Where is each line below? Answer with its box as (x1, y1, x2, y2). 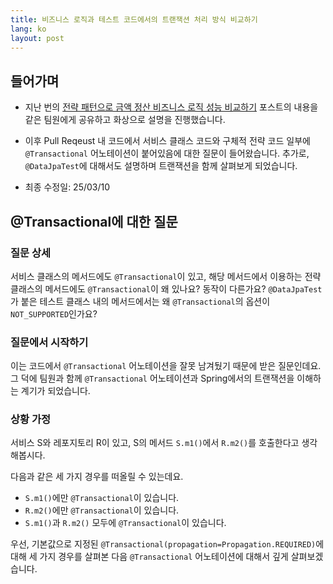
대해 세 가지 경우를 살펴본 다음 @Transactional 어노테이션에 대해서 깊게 (10, 551, 289, 563)
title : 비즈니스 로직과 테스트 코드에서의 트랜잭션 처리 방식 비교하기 (10, 14, 258, 25)
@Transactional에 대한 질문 (10, 213, 178, 230)
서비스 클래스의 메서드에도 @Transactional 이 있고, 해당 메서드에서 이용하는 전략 (10, 270, 322, 282)
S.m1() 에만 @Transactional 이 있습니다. (24, 492, 180, 504)
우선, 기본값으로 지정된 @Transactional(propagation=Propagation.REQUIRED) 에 (10, 538, 325, 550)
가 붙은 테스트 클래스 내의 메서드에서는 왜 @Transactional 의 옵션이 (10, 295, 271, 307)
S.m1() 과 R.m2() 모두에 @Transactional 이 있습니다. (24, 517, 227, 529)
